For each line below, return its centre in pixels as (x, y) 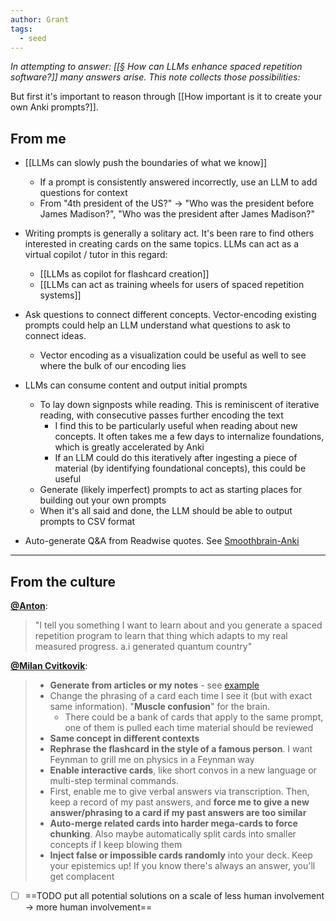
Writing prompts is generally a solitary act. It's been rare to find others (169, 233)
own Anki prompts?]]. (54, 107)
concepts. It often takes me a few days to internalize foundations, (189, 437)
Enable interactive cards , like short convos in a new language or (183, 770)
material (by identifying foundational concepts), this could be (180, 468)
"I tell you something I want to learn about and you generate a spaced (178, 625)
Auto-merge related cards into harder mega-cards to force (173, 823)
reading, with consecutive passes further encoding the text (161, 415)
